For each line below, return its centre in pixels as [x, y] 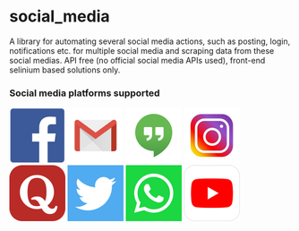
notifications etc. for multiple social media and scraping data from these [142, 50]
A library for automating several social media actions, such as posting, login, [150, 41]
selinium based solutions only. [65, 70]
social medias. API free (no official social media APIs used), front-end [137, 60]
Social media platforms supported [85, 93]
